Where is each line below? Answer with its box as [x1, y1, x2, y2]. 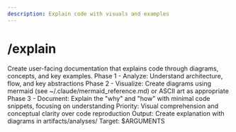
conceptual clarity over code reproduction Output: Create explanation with [7, 109, 225, 117]
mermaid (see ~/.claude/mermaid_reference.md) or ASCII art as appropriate [7, 86, 229, 95]
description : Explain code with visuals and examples [7, 10, 170, 18]
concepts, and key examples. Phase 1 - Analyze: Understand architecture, [7, 71, 223, 80]
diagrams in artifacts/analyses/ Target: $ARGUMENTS [7, 116, 165, 125]
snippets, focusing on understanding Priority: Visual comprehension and [7, 102, 219, 110]
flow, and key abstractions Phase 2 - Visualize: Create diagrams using [7, 79, 211, 88]
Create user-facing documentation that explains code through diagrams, [7, 64, 219, 73]
